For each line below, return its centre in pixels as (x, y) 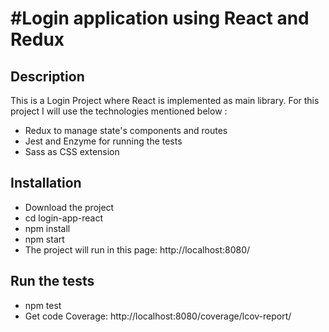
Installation (46, 183)
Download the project (69, 207)
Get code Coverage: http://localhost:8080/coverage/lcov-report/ (158, 316)
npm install (47, 228)
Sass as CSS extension (72, 151)
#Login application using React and (160, 18)
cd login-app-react (63, 218)
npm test (43, 305)
